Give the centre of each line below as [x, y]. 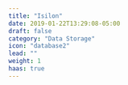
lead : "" [23, 53]
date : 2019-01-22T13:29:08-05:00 [64, 23]
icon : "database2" [39, 46]
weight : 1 [25, 62]
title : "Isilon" [35, 16]
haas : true [27, 69]
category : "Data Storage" [52, 38]
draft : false [30, 31]
